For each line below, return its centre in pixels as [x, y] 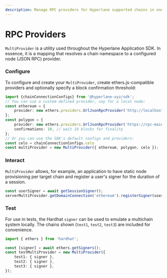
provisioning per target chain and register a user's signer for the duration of [83, 177]
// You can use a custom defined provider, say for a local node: [75, 101]
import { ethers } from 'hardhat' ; [42, 239]
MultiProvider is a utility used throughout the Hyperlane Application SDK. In [83, 48]
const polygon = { [24, 120]
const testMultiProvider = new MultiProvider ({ [55, 252]
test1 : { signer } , [34, 257]
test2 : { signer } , [34, 262]
